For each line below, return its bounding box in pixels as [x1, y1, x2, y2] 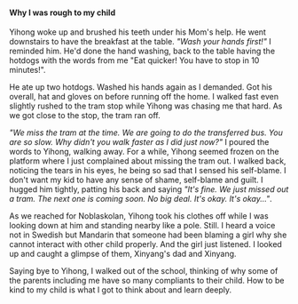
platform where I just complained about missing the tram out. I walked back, [9, 156, 286, 166]
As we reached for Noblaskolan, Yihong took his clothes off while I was [9, 211, 269, 221]
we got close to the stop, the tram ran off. [9, 110, 161, 121]
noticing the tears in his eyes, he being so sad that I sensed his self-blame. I [9, 165, 286, 176]
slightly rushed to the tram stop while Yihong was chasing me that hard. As [9, 100, 283, 111]
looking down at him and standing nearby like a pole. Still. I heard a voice [9, 220, 276, 231]
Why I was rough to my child [9, 7, 116, 18]
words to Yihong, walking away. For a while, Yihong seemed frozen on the [9, 147, 279, 157]
